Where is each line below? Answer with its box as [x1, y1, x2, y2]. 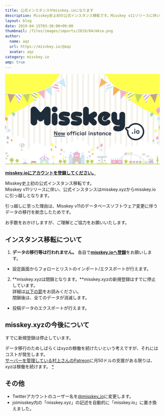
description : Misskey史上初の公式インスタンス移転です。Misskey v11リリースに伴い [5, 13, 161, 18]
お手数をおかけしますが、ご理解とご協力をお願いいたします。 [5, 220, 130, 226]
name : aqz [9, 39, 29, 44]
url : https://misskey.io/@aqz [9, 44, 71, 49]
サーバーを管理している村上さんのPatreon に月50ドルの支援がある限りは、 [5, 357, 155, 363]
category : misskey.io [5, 54, 50, 59]
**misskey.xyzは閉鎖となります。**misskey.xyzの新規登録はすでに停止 [12, 276, 156, 282]
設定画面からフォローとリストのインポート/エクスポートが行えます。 [12, 266, 151, 272]
